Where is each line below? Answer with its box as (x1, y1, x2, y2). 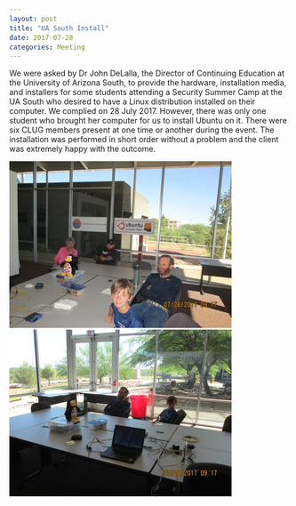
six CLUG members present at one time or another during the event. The (9, 124, 275, 135)
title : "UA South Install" (9, 23, 109, 33)
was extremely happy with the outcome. (9, 143, 156, 155)
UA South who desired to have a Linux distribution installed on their (9, 96, 256, 107)
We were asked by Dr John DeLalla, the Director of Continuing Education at (9, 68, 285, 79)
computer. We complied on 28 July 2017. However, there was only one (9, 106, 267, 116)
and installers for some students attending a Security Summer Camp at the (9, 87, 283, 98)
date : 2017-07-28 (9, 33, 74, 42)
